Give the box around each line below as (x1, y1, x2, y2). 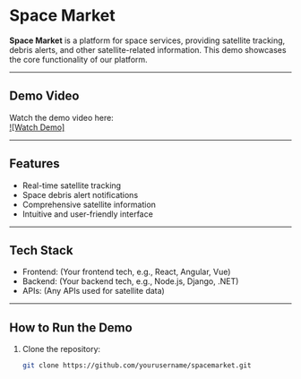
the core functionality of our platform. (9, 54, 148, 65)
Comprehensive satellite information (21, 199, 157, 210)
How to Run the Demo (9, 320, 133, 335)
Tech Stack (9, 243, 73, 258)
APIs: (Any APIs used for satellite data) (21, 286, 166, 297)
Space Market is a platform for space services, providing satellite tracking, (9, 35, 286, 46)
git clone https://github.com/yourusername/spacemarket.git (21, 361, 252, 370)
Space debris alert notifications (21, 189, 139, 200)
